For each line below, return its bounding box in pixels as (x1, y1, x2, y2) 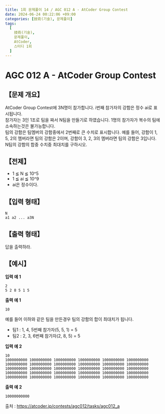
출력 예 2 (5, 384, 22, 390)
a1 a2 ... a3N (5, 215, 34, 220)
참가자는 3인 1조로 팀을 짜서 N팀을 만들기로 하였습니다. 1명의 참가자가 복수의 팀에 (5, 117, 160, 123)
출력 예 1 (5, 297, 21, 303)
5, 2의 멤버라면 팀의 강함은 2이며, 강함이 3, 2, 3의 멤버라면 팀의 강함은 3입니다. (5, 135, 157, 141)
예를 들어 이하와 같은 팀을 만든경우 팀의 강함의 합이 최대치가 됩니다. (5, 316, 134, 322)
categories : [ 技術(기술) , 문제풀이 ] (5, 16, 73, 21)
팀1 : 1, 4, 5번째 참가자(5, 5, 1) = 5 (12, 326, 78, 333)
